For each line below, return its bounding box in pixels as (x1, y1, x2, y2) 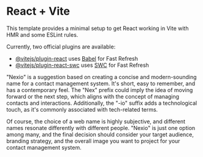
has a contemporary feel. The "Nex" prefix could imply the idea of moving (6, 86, 193, 93)
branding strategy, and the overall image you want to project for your (6, 137, 180, 145)
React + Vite (6, 4, 71, 18)
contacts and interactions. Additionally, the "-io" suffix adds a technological (6, 99, 197, 107)
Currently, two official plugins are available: (6, 43, 116, 50)
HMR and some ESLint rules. (6, 31, 79, 38)
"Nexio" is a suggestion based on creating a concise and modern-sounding (6, 73, 197, 80)
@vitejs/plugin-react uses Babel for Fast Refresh (15, 55, 139, 62)
